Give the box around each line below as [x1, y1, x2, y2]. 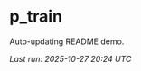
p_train [9, 6, 63, 27]
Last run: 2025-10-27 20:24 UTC [9, 53, 132, 64]
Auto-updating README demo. [9, 36, 125, 47]
